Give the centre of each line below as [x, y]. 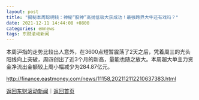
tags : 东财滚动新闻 [28, 34]
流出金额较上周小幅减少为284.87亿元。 [65, 67]
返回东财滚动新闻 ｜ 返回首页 [40, 91]
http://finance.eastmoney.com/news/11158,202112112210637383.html [91, 79]
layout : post [22, 12]
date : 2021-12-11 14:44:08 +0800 [48, 23]
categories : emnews [31, 28]
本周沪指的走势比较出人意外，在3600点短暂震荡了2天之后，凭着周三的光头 [98, 52]
